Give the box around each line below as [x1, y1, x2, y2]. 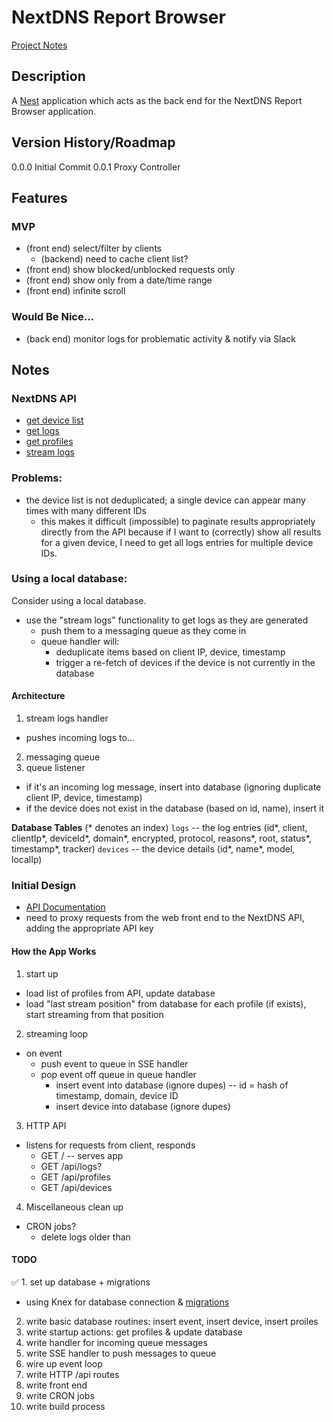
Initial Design [11, 878, 77, 892]
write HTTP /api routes [25, 1368, 120, 1380]
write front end [25, 1379, 88, 1391]
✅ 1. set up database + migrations [11, 1276, 151, 1288]
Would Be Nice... [11, 310, 95, 324]
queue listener [25, 762, 86, 774]
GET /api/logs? [40, 1160, 103, 1172]
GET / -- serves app [40, 1149, 124, 1161]
